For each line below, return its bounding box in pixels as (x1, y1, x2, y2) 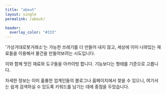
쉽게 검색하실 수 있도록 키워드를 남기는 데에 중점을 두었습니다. (10, 84, 130, 90)
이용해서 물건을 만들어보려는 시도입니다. (18, 50, 96, 56)
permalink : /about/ (5, 16, 46, 21)
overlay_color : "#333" (9, 30, 56, 35)
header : (5, 25, 21, 30)
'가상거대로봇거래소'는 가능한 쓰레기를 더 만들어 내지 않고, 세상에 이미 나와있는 (5, 44, 156, 50)
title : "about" (5, 7, 37, 12)
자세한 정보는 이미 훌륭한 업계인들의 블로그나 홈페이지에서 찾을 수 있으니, (5, 78, 145, 84)
